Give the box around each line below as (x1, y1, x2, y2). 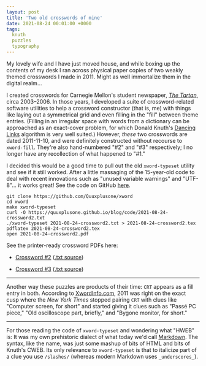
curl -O (6, 209, 26, 215)
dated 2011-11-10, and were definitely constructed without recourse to (6, 137, 183, 144)
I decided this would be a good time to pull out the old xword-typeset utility (6, 162, 195, 169)
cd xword (6, 199, 29, 205)
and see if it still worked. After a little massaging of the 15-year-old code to (6, 168, 195, 175)
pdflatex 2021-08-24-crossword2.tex (6, 225, 100, 232)
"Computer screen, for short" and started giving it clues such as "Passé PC (6, 302, 196, 310)
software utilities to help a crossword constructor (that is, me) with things (6, 104, 191, 112)
